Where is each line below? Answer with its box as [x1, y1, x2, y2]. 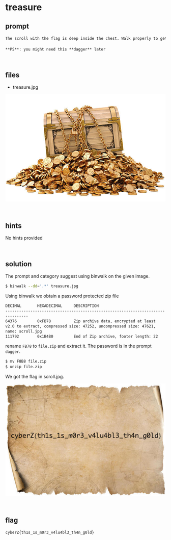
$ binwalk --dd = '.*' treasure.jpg [5, 284, 79, 289]
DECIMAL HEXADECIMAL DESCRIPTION [5, 303, 99, 308]
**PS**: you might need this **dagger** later [5, 46, 106, 52]
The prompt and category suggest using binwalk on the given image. [5, 273, 150, 279]
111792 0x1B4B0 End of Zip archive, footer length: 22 [5, 333, 158, 339]
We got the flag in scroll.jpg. [5, 373, 65, 379]
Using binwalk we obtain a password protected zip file [5, 293, 119, 299]
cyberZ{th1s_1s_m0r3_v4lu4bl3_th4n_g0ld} [5, 530, 95, 535]
